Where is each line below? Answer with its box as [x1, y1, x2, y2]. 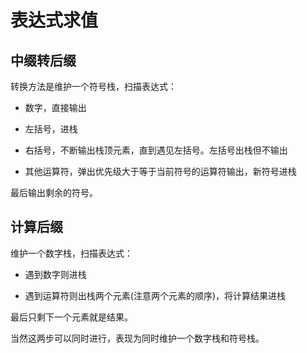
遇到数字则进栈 [24, 268, 87, 280]
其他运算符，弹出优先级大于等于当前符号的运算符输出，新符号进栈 [24, 166, 297, 177]
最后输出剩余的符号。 [10, 187, 98, 198]
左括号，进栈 [24, 123, 78, 135]
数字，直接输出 [24, 102, 87, 113]
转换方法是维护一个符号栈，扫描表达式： [10, 81, 177, 92]
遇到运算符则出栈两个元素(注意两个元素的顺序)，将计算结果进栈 [24, 289, 287, 301]
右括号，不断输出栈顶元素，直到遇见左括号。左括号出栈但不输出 [24, 144, 288, 156]
